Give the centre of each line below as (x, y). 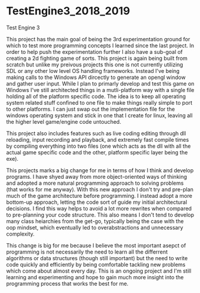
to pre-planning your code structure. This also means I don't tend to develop (100, 215)
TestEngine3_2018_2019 (68, 11)
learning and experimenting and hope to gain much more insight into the (95, 277)
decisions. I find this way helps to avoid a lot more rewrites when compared (99, 208)
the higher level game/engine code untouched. (64, 121)
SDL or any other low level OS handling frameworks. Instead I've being (93, 71)
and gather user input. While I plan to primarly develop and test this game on (100, 83)
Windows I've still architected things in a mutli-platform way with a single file (100, 90)
